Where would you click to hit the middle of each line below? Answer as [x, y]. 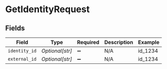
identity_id [22, 51]
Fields [15, 28]
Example [149, 42]
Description [119, 42]
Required [88, 42]
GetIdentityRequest [47, 9]
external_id [22, 59]
